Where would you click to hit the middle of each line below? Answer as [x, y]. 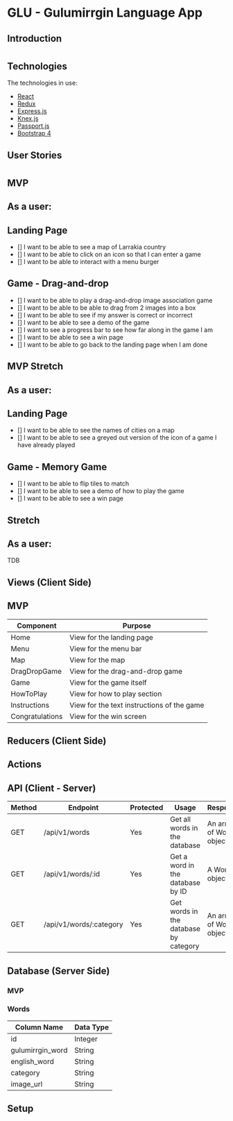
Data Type [92, 1027]
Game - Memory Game [57, 467]
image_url [27, 1083]
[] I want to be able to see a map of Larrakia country [92, 247]
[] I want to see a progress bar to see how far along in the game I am [115, 330]
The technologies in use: [42, 83]
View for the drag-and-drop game [126, 671]
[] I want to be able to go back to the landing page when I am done [112, 344]
